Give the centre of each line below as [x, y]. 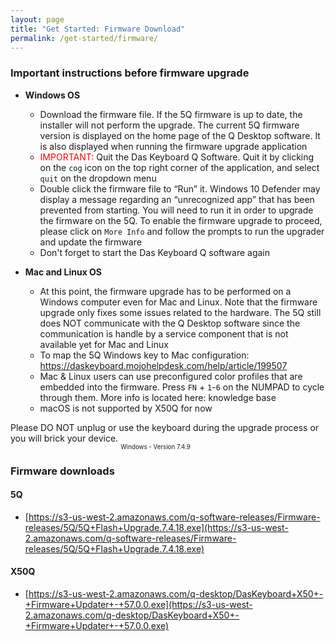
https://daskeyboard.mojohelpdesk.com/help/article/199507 [163, 365]
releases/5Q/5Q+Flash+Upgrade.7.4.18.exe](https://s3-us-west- [156, 527]
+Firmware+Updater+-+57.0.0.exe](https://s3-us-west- [138, 604]
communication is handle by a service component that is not [164, 333]
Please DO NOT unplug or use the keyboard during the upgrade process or [165, 427]
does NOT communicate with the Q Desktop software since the [170, 323]
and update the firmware [90, 242]
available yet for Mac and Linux [104, 344]
